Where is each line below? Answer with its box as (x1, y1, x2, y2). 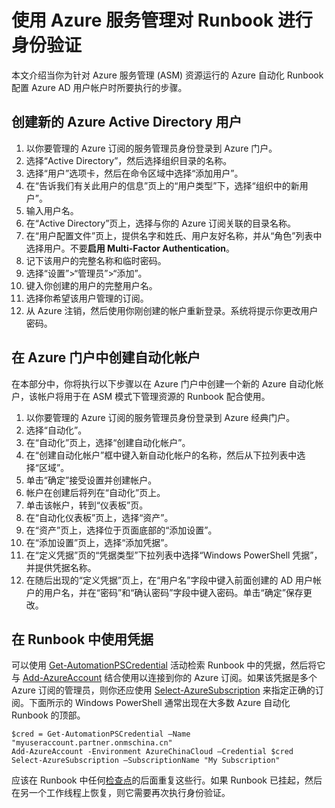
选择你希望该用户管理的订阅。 (25, 292, 149, 304)
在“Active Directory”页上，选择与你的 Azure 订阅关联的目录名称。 (25, 217, 297, 229)
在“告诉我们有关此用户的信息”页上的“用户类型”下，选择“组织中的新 (25, 179, 300, 191)
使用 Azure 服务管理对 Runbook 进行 (11, 9, 313, 32)
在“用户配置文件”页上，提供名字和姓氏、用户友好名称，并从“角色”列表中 (25, 229, 323, 241)
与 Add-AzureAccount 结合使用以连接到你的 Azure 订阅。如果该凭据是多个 (11, 672, 318, 684)
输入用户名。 (25, 204, 79, 216)
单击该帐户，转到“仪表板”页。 (25, 499, 149, 511)
